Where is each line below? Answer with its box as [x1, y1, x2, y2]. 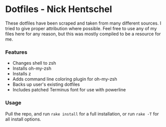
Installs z [12, 71, 31, 77]
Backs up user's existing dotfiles [12, 81, 80, 87]
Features [5, 49, 28, 56]
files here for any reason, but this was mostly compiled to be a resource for [5, 31, 161, 37]
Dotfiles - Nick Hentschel [5, 4, 112, 15]
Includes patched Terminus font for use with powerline [12, 87, 126, 93]
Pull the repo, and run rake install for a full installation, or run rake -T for [5, 110, 159, 116]
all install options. [5, 116, 41, 122]
